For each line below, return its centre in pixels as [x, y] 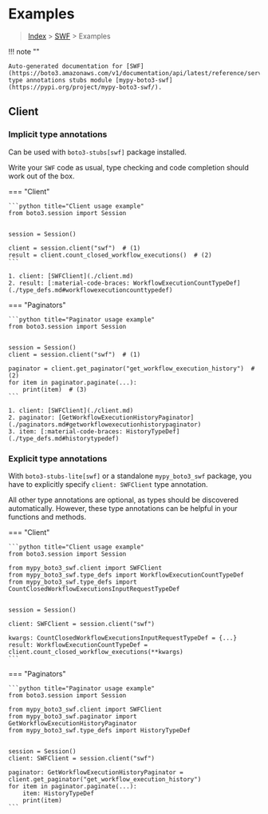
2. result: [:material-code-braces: [69, 283]
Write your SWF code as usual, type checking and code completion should [129, 167]
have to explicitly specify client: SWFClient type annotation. [108, 484]
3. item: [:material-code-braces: [66, 431]
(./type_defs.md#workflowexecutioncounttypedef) [91, 290]
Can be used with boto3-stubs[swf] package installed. [98, 152]
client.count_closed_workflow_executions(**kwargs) [96, 652]
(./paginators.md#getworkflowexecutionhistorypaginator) [105, 425]
